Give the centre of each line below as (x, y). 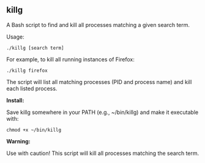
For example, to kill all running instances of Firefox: (70, 59)
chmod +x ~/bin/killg (34, 130)
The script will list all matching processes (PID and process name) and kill (99, 81)
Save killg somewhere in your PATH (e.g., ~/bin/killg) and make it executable (102, 112)
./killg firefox (27, 70)
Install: (15, 100)
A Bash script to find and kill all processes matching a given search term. (98, 25)
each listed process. (32, 88)
